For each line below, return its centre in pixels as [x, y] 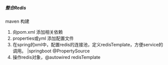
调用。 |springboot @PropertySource [51, 51]
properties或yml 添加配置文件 [43, 38]
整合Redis [16, 8]
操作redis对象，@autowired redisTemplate [57, 57]
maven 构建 [17, 21]
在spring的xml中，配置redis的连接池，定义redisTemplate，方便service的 [88, 44]
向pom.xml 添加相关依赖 [38, 32]
